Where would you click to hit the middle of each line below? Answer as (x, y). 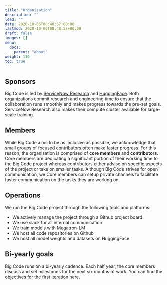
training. (26, 115)
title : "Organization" (29, 10)
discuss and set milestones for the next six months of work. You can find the (84, 271)
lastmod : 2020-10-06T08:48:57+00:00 (43, 29)
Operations (23, 196)
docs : (15, 47)
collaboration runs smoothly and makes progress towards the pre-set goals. (83, 104)
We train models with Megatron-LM (49, 228)
